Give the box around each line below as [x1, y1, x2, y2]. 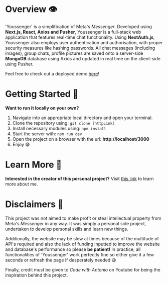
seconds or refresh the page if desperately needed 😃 [5, 257, 116, 263]
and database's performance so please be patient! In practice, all [5, 246, 141, 252]
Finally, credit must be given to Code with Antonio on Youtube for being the [5, 266, 160, 272]
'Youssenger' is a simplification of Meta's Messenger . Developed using [5, 23, 152, 30]
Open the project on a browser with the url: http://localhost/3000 [12, 136, 149, 142]
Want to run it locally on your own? [5, 105, 79, 111]
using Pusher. [5, 61, 34, 67]
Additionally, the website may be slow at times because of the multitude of [5, 235, 159, 241]
